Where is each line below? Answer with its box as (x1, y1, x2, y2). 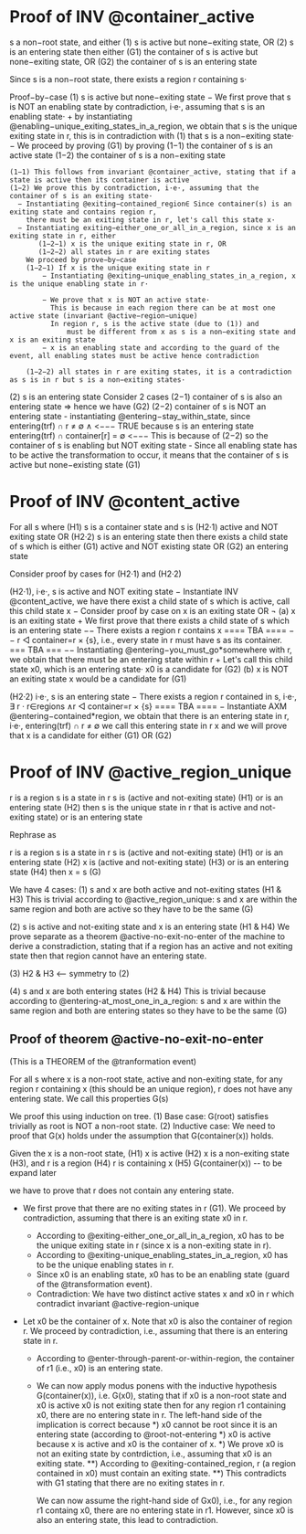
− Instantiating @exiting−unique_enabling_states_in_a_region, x (42, 271, 297, 280)
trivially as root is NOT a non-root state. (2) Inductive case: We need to (9, 1120, 276, 1131)
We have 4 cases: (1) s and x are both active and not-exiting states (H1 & (9, 883, 282, 894)
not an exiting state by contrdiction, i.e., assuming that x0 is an (36, 1448, 272, 1459)
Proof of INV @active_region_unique (9, 762, 292, 783)
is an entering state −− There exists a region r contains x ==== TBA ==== (9, 624, 288, 636)
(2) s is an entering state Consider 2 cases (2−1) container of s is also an (9, 391, 283, 402)
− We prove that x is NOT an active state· (42, 295, 210, 304)
